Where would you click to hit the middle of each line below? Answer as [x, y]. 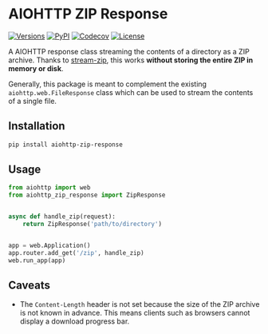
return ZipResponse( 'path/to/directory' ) [92, 225]
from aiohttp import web [49, 188]
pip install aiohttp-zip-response [66, 145]
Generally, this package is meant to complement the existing [108, 84]
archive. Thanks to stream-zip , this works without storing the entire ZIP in [131, 60]
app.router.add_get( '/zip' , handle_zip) [77, 252]
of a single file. [33, 101]
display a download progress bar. [75, 321]
